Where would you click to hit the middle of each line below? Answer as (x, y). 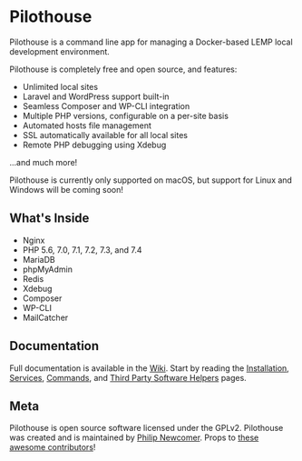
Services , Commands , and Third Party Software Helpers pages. (128, 377)
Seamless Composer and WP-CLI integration (106, 105)
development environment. (60, 51)
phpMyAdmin (48, 269)
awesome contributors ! (53, 447)
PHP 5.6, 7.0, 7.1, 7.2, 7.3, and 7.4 (82, 250)
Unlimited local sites (60, 86)
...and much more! (44, 162)
